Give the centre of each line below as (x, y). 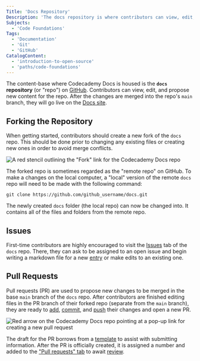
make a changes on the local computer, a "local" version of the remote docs (99, 178)
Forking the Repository (50, 121)
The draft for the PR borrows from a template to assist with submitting (92, 338)
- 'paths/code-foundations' (46, 67)
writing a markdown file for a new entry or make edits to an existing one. (95, 258)
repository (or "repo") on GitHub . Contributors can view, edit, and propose (98, 90)
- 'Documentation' (35, 39)
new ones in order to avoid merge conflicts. (60, 148)
